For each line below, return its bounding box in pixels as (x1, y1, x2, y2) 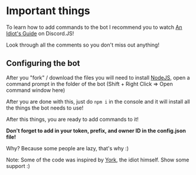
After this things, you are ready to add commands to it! (6, 115, 139, 123)
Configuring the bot (6, 58, 80, 68)
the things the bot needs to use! (6, 104, 84, 111)
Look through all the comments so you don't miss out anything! (6, 41, 159, 48)
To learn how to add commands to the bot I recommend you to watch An (6, 24, 182, 31)
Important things (6, 4, 90, 18)
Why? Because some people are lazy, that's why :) (6, 144, 129, 151)
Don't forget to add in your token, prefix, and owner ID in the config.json (6, 127, 186, 134)
